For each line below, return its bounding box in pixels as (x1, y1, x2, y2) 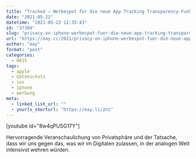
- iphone (11, 85, 33, 91)
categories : (6, 52, 35, 58)
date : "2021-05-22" (6, 14, 54, 20)
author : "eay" (6, 42, 41, 47)
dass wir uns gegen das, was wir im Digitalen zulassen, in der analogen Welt (6, 140, 190, 147)
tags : (6, 63, 19, 69)
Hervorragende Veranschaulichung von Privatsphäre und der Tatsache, (6, 134, 178, 141)
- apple (11, 68, 30, 74)
